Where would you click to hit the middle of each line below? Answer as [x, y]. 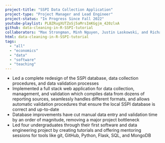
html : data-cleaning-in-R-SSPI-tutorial [47, 37]
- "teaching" [23, 64]
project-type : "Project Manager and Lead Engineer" [59, 14]
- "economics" [24, 50]
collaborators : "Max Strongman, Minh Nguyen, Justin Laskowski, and [77, 32]
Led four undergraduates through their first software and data [75, 125]
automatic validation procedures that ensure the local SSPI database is [84, 104]
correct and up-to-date [36, 109]
